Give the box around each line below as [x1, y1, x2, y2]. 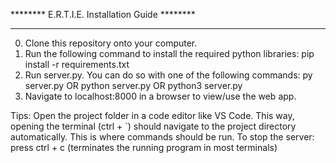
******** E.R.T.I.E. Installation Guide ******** [10, 9, 196, 20]
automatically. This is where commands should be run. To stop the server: [10, 131, 315, 143]
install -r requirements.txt [24, 59, 130, 70]
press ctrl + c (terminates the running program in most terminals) [10, 142, 278, 153]
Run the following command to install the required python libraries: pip [24, 48, 315, 59]
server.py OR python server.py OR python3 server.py [24, 80, 243, 91]
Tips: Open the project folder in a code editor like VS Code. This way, [10, 110, 295, 121]
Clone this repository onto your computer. [24, 37, 198, 49]
